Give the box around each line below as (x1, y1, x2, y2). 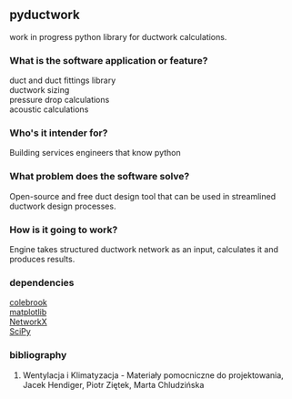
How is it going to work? (9, 223, 118, 236)
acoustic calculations (9, 104, 89, 115)
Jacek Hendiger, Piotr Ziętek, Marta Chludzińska (22, 379, 205, 390)
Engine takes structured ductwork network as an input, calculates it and (9, 244, 279, 254)
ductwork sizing (9, 85, 70, 96)
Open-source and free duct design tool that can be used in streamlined (9, 190, 276, 201)
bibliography (9, 349, 67, 362)
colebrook (9, 297, 48, 308)
